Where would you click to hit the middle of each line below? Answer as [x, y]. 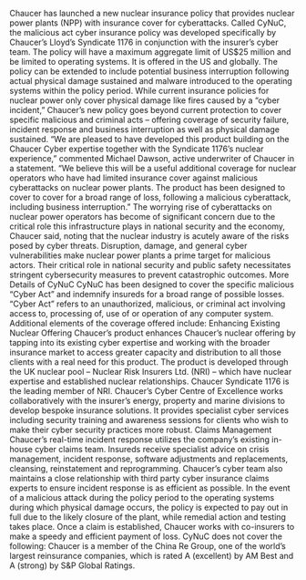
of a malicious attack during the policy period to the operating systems [142, 497]
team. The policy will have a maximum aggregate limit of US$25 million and [150, 52]
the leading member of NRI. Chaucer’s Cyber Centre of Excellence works [147, 391]
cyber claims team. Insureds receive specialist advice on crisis [152, 449]
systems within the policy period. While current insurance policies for [139, 91]
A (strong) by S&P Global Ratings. [72, 565]
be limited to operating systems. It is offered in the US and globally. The [143, 62]
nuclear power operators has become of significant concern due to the [143, 217]
